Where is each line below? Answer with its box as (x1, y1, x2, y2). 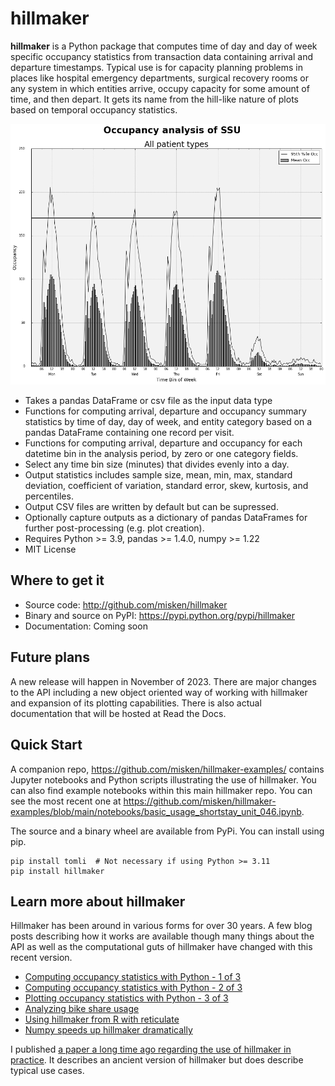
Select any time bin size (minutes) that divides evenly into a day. (24, 458, 290, 471)
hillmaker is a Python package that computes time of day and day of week (10, 40, 318, 52)
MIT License (24, 543, 77, 556)
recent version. (10, 952, 73, 964)
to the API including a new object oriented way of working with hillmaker (10, 686, 308, 698)
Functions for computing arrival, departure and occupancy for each (24, 437, 303, 449)
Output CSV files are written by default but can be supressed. (24, 501, 279, 513)
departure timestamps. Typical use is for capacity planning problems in (10, 61, 304, 73)
